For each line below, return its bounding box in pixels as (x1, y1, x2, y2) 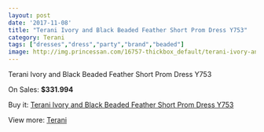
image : (8, 48, 30, 56)
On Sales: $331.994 (8, 85, 74, 94)
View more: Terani (8, 115, 68, 124)
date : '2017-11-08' (8, 19, 72, 27)
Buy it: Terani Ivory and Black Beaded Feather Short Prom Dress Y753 (8, 100, 234, 109)
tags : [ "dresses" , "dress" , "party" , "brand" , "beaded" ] (8, 41, 185, 49)
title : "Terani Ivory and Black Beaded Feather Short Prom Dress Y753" (8, 26, 247, 34)
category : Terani (8, 33, 65, 42)
